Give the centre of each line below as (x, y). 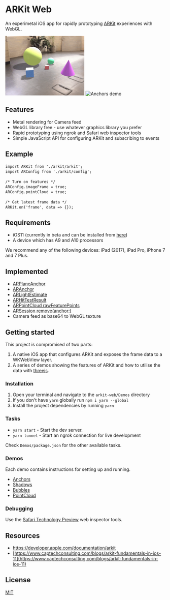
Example (19, 154)
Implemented (27, 271)
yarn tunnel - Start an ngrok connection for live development (77, 435)
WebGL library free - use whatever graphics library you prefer (77, 127)
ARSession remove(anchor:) (42, 311)
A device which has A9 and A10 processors (58, 241)
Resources (23, 536)
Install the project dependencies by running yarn (63, 406)
